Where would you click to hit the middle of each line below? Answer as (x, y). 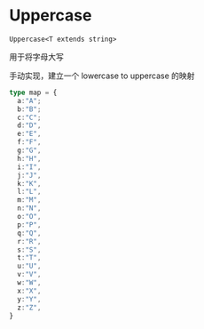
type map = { (33, 92)
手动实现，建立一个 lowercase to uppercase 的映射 (102, 76)
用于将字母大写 (36, 56)
